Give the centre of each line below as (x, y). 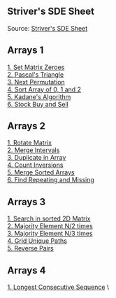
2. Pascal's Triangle (36, 74)
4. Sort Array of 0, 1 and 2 (44, 89)
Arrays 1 (26, 51)
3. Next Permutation (36, 82)
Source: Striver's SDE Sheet (48, 28)
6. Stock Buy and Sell (38, 104)
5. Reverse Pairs (30, 248)
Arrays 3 (27, 202)
